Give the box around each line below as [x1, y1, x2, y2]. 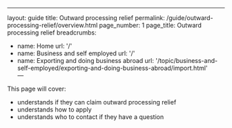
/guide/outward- [166, 14, 213, 21]
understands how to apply [17, 105, 92, 113]
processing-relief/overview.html [7, 21, 98, 29]
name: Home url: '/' [17, 42, 72, 50]
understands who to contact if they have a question [17, 113, 164, 121]
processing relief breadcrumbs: [7, 28, 97, 37]
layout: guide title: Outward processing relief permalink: [7, 14, 166, 21]
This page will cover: [7, 84, 67, 93]
